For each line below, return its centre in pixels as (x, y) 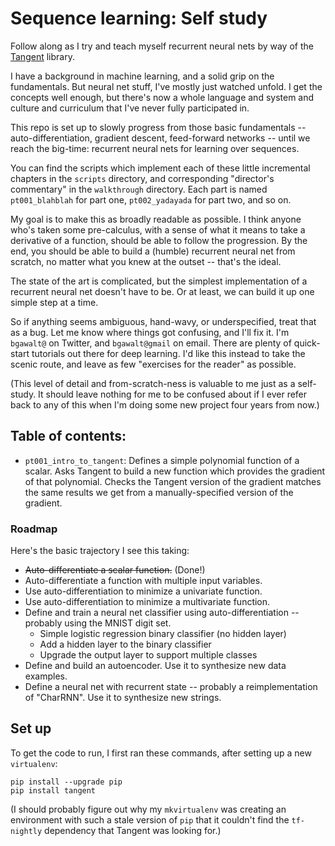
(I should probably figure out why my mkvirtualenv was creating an (148, 809)
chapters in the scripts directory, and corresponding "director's (142, 178)
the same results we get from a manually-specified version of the (159, 492)
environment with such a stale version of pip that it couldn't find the (150, 819)
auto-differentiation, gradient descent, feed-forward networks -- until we (160, 138)
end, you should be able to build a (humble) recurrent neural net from (153, 251)
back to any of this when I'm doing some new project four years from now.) (165, 404)
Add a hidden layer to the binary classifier (125, 644)
